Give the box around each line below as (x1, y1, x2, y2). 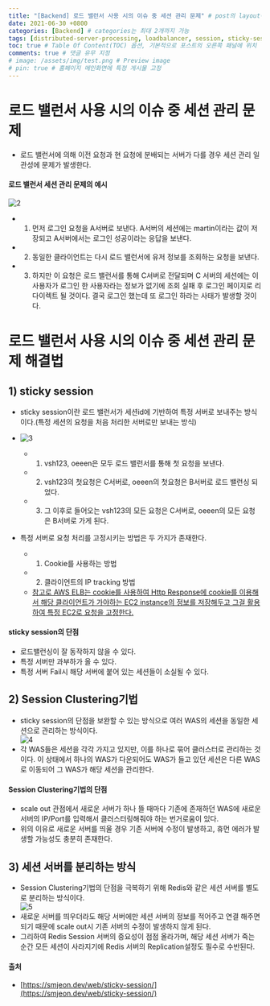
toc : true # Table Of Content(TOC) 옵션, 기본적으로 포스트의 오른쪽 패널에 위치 (8, 42, 257, 50)
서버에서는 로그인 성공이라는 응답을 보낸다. (58, 233, 192, 242)
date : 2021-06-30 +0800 (8, 19, 88, 27)
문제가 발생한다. (41, 159, 92, 169)
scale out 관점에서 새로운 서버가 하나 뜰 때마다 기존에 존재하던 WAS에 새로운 (19, 804, 261, 813)
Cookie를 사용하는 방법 (43, 558, 117, 568)
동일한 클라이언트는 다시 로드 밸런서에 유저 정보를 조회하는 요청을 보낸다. (31, 251, 260, 262)
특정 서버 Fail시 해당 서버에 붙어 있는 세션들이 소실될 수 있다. (19, 667, 209, 677)
